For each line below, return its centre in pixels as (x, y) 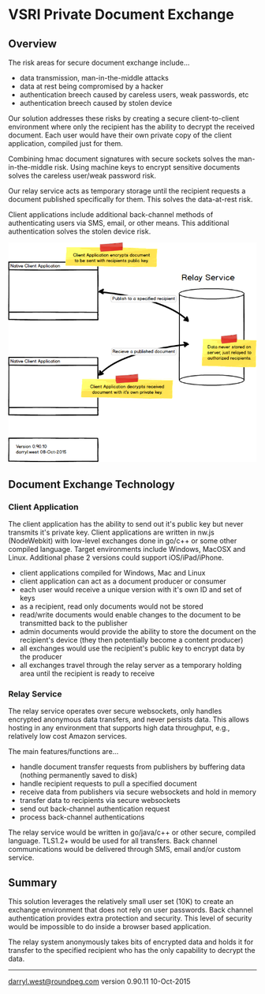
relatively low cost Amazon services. (68, 737)
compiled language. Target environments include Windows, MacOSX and (127, 550)
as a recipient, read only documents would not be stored (111, 606)
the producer (41, 657)
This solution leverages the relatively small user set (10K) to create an (121, 902)
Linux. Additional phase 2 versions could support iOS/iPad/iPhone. (116, 557)
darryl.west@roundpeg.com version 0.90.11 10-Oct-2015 (99, 981)
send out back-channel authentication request (95, 809)
